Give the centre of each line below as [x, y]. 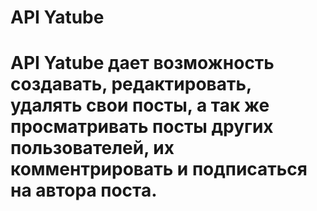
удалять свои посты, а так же [140, 105]
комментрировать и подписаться [159, 169]
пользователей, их [92, 148]
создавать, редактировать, [131, 84]
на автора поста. [84, 190]
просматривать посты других [142, 127]
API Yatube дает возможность [142, 63]
